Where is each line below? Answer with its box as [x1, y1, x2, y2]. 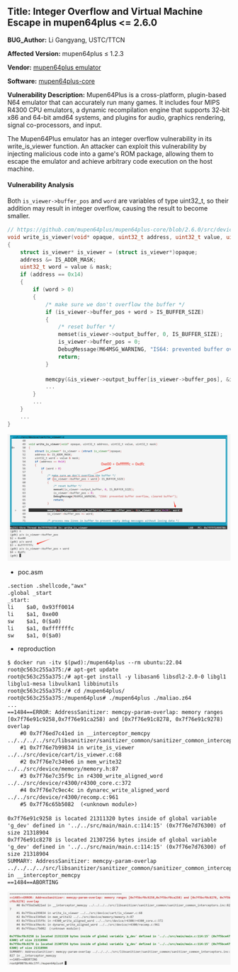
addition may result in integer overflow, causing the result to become [7, 204, 208, 213]
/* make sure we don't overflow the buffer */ [45, 301, 186, 308]
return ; [57, 353, 81, 360]
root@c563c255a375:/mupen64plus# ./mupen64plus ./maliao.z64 [7, 695, 192, 702]
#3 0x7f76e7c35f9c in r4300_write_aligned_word [20, 773, 163, 780]
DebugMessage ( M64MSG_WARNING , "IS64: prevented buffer [57, 346, 223, 353]
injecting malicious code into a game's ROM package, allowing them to [7, 149, 214, 158]
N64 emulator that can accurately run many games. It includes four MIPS [7, 98, 220, 106]
